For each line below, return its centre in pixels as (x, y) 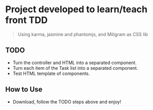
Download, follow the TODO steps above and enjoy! (67, 102)
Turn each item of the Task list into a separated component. (75, 68)
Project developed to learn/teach (76, 9)
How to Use (24, 89)
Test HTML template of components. (51, 73)
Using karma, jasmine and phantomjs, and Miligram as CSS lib (83, 34)
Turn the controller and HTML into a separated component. (74, 63)
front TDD (27, 20)
